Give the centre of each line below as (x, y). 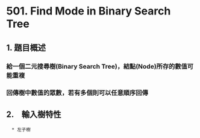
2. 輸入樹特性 (34, 114)
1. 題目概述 (26, 47)
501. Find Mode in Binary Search (89, 11)
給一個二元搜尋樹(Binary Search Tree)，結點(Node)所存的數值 (97, 66)
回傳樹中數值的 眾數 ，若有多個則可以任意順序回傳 (77, 93)
